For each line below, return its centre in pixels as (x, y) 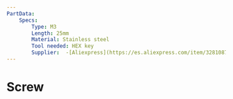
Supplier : (46, 53)
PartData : (21, 14)
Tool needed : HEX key (63, 46)
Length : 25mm (50, 33)
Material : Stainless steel (71, 40)
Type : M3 (44, 26)
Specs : (29, 20)
